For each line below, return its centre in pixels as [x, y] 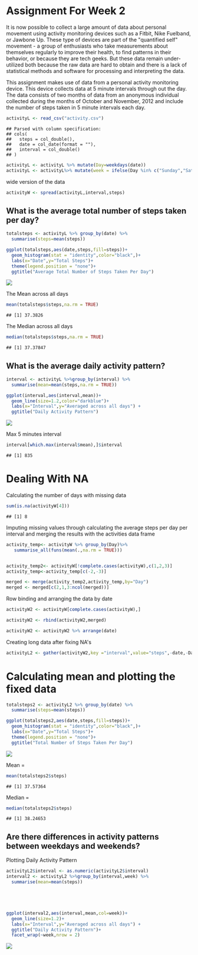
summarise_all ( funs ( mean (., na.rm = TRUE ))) [68, 550]
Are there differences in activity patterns [82, 837]
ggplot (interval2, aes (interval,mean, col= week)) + [67, 913]
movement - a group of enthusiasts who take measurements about [87, 46]
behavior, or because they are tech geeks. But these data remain [85, 58]
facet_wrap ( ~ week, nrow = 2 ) [46, 935]
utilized [15, 65]
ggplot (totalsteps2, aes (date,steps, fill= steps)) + [68, 721]
